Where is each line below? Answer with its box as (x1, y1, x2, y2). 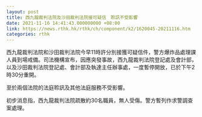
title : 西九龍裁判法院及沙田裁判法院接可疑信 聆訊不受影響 (6, 14, 138, 21)
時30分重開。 (6, 71, 40, 78)
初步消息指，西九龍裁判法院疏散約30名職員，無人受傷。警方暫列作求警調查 (6, 97, 194, 104)
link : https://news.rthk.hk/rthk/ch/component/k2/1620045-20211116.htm (6, 25, 191, 32)
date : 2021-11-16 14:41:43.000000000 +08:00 (6, 20, 120, 26)
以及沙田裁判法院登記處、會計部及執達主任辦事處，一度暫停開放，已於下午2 (6, 64, 195, 71)
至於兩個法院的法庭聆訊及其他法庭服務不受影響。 (6, 84, 128, 91)
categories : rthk (6, 31, 50, 37)
